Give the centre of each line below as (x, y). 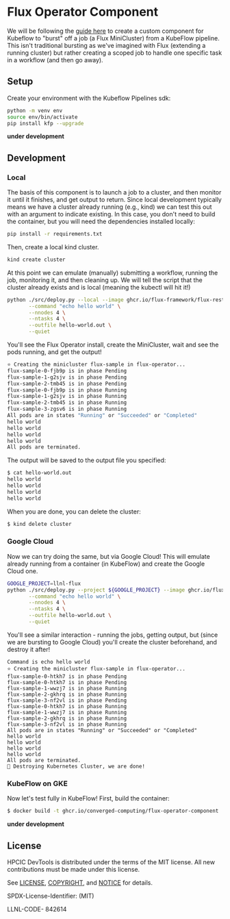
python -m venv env (35, 110)
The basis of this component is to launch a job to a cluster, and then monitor (114, 192)
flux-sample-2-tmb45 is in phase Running (67, 403)
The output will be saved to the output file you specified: (87, 460)
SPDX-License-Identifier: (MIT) (51, 896)
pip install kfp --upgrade (46, 123)
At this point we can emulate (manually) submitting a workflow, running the (113, 273)
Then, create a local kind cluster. (53, 247)
